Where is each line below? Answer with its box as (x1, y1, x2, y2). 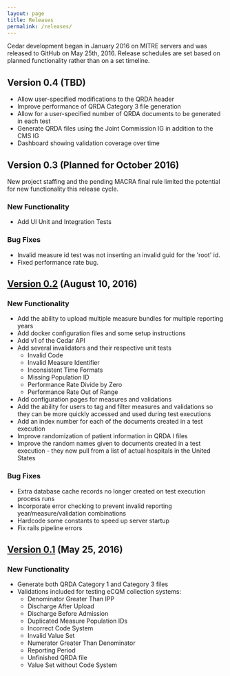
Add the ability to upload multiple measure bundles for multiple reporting (17, 314, 224, 323)
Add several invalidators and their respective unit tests (17, 344, 172, 353)
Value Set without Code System (27, 661, 118, 669)
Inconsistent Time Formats (27, 366, 103, 374)
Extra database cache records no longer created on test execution (17, 487, 205, 495)
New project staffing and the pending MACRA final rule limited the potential (7, 178, 220, 185)
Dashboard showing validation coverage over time (17, 139, 160, 147)
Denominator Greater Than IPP (27, 595, 115, 603)
